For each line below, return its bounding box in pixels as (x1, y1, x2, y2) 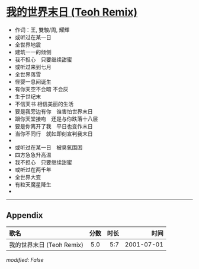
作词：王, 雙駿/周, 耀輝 (14, 26, 70, 33)
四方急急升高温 (14, 151, 52, 158)
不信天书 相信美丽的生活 (14, 100, 74, 107)
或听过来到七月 (14, 63, 52, 70)
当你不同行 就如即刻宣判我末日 (14, 130, 93, 137)
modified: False (6, 256, 44, 263)
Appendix (6, 210, 43, 220)
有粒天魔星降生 (14, 181, 52, 188)
